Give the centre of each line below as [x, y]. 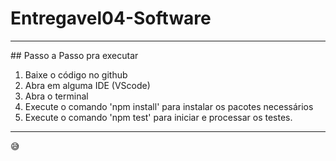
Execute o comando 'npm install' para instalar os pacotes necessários [169, 106]
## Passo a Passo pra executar [74, 55]
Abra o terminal [56, 96]
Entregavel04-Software [111, 18]
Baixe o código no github [76, 74]
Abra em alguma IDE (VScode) [87, 85]
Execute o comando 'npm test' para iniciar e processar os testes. [158, 117]
